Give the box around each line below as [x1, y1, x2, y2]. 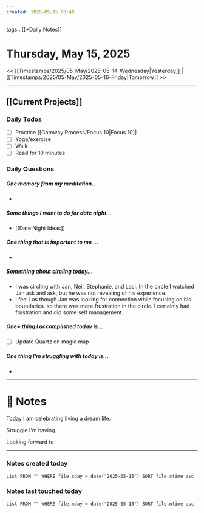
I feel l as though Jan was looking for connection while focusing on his [15, 296, 191, 303]
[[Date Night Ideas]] [15, 224, 65, 232]
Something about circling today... [6, 267, 93, 275]
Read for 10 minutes [15, 150, 66, 157]
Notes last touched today [6, 487, 83, 495]
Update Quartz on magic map [15, 338, 89, 345]
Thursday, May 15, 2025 [6, 47, 131, 61]
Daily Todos [6, 115, 42, 123]
